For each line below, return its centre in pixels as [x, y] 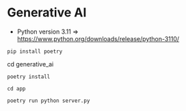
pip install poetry [35, 51]
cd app [16, 88]
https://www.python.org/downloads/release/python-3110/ [98, 38]
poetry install [29, 77]
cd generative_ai [30, 64]
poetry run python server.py [49, 101]
